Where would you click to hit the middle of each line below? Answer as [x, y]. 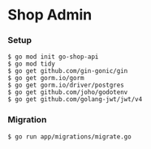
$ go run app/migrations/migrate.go [69, 136]
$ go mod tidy [32, 64]
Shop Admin [50, 15]
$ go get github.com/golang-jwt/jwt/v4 [75, 100]
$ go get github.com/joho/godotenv [68, 92]
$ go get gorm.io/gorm [46, 79]
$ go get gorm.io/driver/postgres [66, 85]
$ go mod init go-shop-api [53, 57]
